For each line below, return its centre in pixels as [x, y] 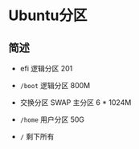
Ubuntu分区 [48, 16]
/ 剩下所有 [37, 137]
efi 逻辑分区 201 [46, 68]
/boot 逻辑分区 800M [55, 85]
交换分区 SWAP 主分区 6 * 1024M [76, 103]
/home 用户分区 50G [52, 119]
